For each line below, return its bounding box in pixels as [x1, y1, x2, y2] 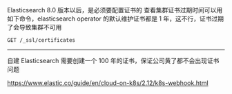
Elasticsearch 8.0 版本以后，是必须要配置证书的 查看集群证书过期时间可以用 [7, 6, 223, 14]
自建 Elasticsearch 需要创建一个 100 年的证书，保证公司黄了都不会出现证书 [7, 56, 220, 64]
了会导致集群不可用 [7, 23, 62, 31]
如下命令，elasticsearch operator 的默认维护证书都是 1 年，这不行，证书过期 [7, 14, 224, 23]
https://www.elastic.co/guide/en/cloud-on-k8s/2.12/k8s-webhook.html [7, 78, 209, 87]
